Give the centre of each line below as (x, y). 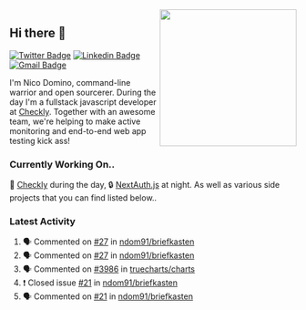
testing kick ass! (40, 140)
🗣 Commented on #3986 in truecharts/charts (109, 269)
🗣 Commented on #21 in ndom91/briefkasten (108, 296)
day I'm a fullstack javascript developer (83, 102)
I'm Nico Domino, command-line (70, 82)
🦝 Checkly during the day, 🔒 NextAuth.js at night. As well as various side (145, 185)
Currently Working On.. (62, 164)
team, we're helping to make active (75, 121)
